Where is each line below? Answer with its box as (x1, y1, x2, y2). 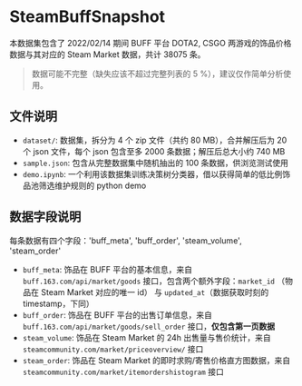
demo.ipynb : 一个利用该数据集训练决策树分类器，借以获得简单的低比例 (22, 168, 283, 179)
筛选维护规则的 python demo (38, 180, 147, 191)
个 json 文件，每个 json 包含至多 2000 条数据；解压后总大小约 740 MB (22, 145, 286, 156)
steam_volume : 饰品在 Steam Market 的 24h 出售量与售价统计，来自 (22, 332, 271, 342)
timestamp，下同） (22, 298, 94, 309)
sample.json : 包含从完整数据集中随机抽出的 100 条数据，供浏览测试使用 (22, 157, 288, 168)
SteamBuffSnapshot (9, 6, 166, 27)
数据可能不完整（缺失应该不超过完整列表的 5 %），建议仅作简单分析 (31, 68, 284, 79)
